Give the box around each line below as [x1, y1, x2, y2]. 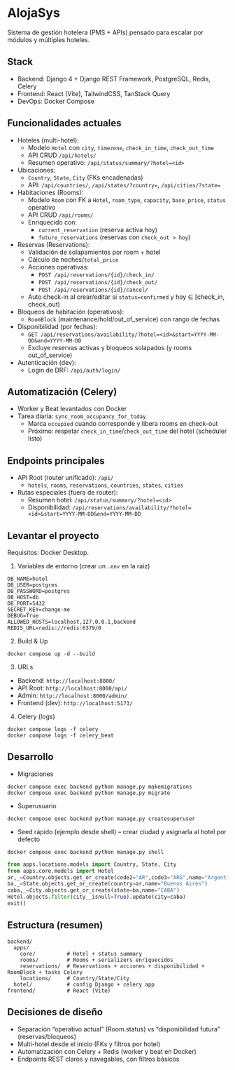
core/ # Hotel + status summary [20, 950, 142, 957]
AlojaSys [7, 5, 61, 21]
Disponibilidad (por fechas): [17, 322, 98, 330]
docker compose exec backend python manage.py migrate [7, 789, 171, 796]
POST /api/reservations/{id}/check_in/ [38, 272, 155, 279]
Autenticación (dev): [17, 358, 76, 366]
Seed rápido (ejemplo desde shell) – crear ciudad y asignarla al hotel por [17, 827, 227, 836]
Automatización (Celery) [7, 386, 117, 398]
